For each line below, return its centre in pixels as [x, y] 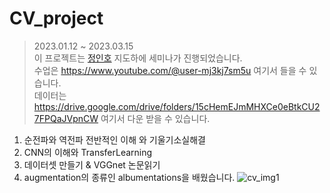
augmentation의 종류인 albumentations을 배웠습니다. [129, 177]
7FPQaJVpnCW [66, 118]
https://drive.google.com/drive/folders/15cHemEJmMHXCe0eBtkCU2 [177, 106]
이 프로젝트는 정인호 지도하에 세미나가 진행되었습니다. [138, 58]
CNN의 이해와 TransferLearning [88, 152]
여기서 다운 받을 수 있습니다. [155, 118]
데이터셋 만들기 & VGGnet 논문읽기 [92, 164]
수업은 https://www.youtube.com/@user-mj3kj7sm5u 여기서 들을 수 [170, 70]
